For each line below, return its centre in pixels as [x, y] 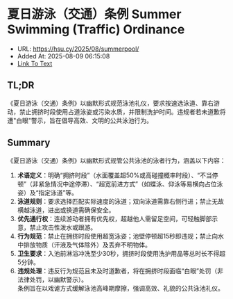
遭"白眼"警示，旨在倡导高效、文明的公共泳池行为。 [80, 120]
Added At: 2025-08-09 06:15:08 [63, 56]
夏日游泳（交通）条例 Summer [94, 14]
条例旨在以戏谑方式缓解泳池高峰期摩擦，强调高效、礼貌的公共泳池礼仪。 [120, 288]
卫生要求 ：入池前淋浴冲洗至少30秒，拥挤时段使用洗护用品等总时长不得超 [121, 253]
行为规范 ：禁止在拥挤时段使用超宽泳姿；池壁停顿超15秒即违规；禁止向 [118, 236]
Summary [29, 143]
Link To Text [35, 63]
